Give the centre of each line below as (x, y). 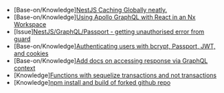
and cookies (31, 53)
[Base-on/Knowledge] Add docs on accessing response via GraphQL (111, 61)
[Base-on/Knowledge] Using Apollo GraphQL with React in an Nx (104, 17)
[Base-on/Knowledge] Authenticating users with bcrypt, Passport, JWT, (114, 46)
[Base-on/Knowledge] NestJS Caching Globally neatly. (90, 10)
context (24, 68)
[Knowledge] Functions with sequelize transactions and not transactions (115, 75)
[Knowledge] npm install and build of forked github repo (92, 82)
